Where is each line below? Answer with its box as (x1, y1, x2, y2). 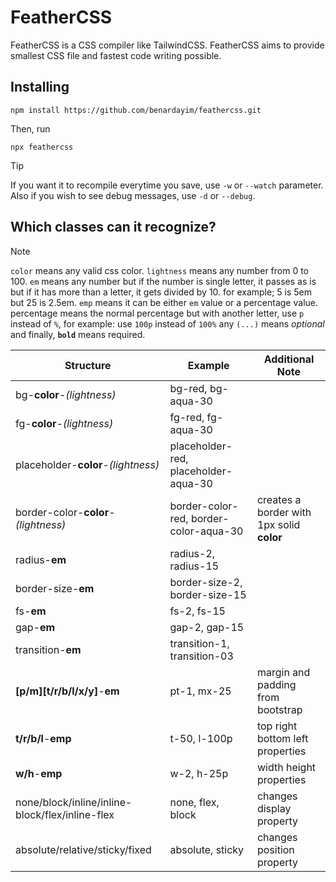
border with (256, 505, 312, 519)
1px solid (256, 517, 301, 531)
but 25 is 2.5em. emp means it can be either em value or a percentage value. (10, 296, 318, 308)
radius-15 (169, 559, 220, 573)
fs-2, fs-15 (169, 604, 226, 618)
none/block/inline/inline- (15, 795, 133, 809)
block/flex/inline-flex (15, 807, 115, 821)
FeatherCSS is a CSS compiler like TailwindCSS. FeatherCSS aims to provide (10, 39, 325, 51)
